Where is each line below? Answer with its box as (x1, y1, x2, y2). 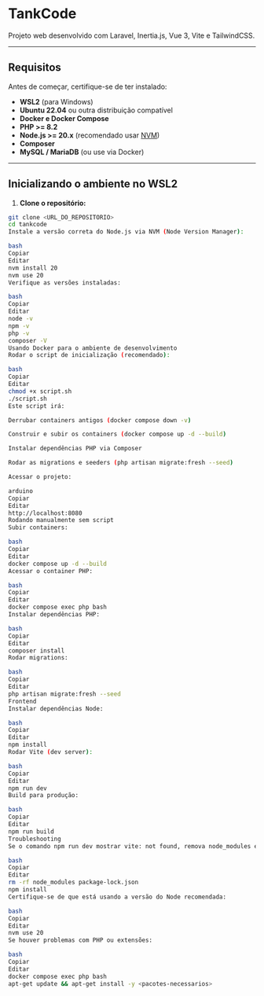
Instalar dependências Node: (8, 704, 104, 712)
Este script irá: (8, 402, 65, 410)
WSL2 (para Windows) (19, 97, 93, 106)
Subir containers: (8, 524, 68, 531)
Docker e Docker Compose (19, 113, 109, 123)
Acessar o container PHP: (8, 567, 93, 575)
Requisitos (8, 61, 61, 75)
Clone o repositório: (19, 198, 86, 208)
